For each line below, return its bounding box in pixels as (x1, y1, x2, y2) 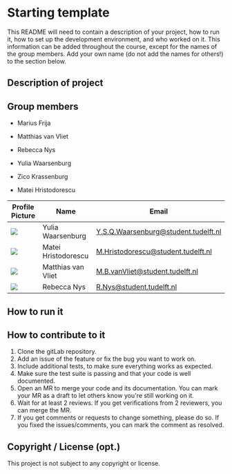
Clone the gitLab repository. (17, 348, 97, 356)
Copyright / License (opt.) (7, 441, 121, 453)
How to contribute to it (7, 329, 106, 341)
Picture (11, 211, 36, 220)
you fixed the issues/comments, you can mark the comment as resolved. (17, 421, 224, 429)
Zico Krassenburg (17, 173, 68, 181)
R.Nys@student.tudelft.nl (96, 282, 177, 292)
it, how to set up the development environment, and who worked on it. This (7, 35, 221, 43)
